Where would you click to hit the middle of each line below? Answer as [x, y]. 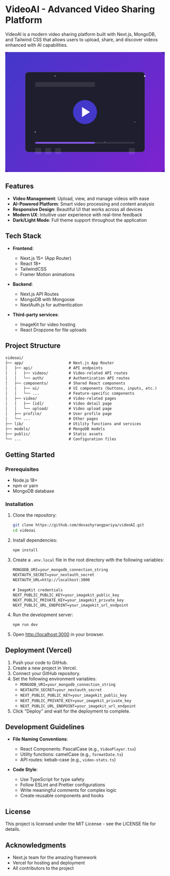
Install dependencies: [35, 540]
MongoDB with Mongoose [47, 299]
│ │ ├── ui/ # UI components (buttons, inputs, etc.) [81, 389]
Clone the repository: [35, 515]
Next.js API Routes [39, 294]
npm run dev [25, 625]
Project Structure [33, 345]
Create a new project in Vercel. [45, 668]
